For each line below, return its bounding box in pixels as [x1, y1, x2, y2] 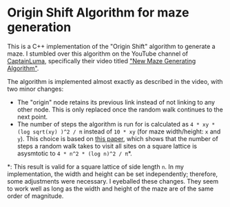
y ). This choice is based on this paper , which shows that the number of [17, 134, 218, 142]
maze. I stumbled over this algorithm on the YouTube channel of [7, 50, 189, 58]
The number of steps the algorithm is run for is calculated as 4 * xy [17, 120, 209, 128]
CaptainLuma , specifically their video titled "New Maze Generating [7, 56, 196, 65]
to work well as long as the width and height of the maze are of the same [7, 184, 214, 193]
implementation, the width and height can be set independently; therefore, [7, 170, 218, 178]
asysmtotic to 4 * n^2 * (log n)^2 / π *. [17, 149, 132, 157]
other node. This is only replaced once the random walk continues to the [17, 105, 224, 113]
